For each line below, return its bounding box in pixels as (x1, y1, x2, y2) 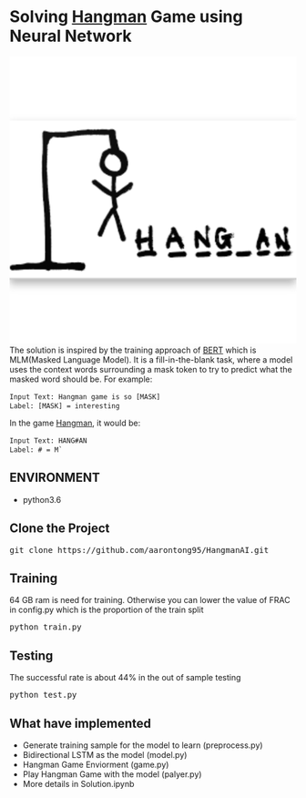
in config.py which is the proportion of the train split (9, 604, 204, 616)
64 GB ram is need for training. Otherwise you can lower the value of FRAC (9, 595, 291, 606)
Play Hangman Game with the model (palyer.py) (22, 769, 202, 780)
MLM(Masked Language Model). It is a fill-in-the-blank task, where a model (9, 353, 293, 365)
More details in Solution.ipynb (22, 779, 135, 789)
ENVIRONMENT (9, 470, 100, 486)
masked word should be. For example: (9, 373, 153, 384)
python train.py (9, 622, 82, 632)
